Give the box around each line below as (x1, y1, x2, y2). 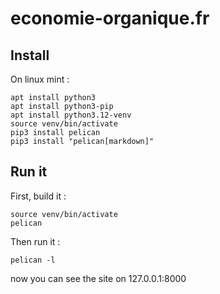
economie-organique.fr (10, 7, 210, 30)
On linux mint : (10, 73, 70, 85)
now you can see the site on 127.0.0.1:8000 (10, 272, 187, 284)
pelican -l (10, 255, 56, 265)
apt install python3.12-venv (10, 110, 132, 120)
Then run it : (10, 235, 61, 247)
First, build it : (10, 190, 67, 202)
